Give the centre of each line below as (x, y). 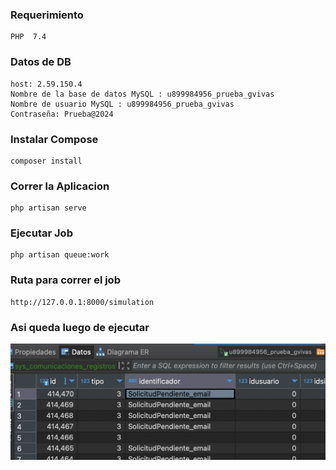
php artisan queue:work (60, 255)
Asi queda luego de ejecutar (80, 327)
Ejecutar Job (41, 233)
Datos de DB (41, 62)
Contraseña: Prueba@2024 (62, 114)
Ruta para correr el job (65, 280)
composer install (46, 161)
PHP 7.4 (28, 37)
